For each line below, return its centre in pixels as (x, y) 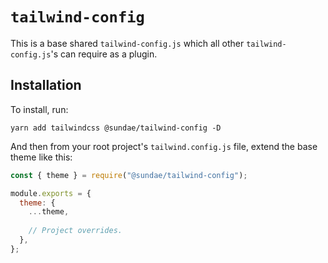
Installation (46, 85)
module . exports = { (51, 193)
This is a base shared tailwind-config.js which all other (127, 43)
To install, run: (39, 109)
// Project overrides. (75, 231)
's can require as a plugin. (104, 54)
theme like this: (41, 157)
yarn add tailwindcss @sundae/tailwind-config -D (116, 128)
